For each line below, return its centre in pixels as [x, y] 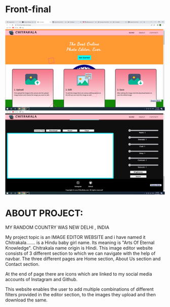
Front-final [28, 9]
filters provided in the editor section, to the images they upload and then [80, 294]
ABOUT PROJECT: [44, 213]
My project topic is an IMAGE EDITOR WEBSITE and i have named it [75, 237]
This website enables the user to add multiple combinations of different [79, 289]
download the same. [27, 300]
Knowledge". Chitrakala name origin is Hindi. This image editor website [79, 248]
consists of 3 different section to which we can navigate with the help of [80, 253]
